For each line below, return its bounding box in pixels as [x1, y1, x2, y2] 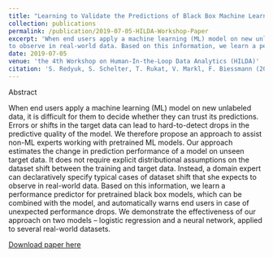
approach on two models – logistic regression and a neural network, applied [8, 215, 262, 224]
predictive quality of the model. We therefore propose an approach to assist [8, 128, 262, 138]
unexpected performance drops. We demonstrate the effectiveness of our [8, 207, 256, 216]
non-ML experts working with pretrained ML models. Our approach [8, 137, 233, 147]
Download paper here [8, 239, 81, 249]
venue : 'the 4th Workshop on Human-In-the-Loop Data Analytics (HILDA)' [8, 58, 260, 66]
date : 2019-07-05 [8, 50, 67, 58]
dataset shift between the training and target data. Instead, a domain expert [8, 163, 262, 173]
